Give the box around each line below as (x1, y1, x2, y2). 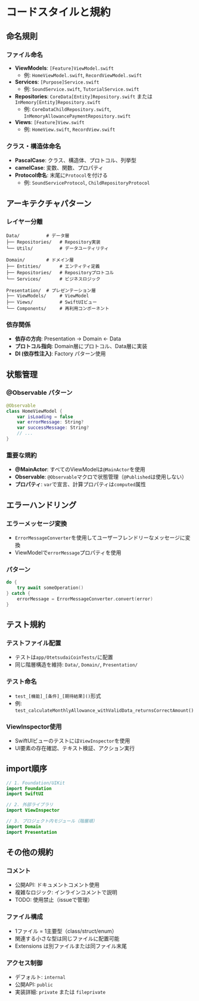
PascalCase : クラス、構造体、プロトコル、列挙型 (14, 156, 137, 164)
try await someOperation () (17, 585, 84, 591)
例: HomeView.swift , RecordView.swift (23, 125, 116, 133)
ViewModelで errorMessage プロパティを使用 (14, 549, 122, 556)
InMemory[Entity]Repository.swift (14, 99, 101, 105)
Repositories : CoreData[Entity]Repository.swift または (14, 93, 153, 100)
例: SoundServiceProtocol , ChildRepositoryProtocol (23, 179, 150, 186)
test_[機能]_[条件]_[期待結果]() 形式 (14, 692, 101, 699)
